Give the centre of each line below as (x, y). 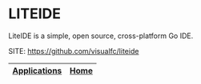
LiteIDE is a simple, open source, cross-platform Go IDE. (101, 36)
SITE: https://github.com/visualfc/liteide (74, 51)
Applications (37, 71)
